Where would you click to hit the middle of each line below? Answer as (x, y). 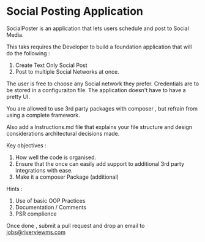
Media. (15, 34)
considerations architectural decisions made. (63, 133)
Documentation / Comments (51, 207)
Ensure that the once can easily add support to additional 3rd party (100, 163)
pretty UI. (18, 96)
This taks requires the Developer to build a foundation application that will (99, 47)
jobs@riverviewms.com (36, 232)
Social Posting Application (75, 11)
